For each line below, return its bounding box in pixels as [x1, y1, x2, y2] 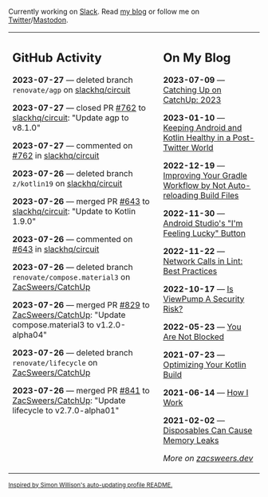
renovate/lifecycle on [12, 357, 98, 368]
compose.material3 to [12, 319, 94, 330]
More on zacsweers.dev [163, 452, 254, 464]
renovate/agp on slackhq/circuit [12, 84, 131, 95]
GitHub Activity [12, 49, 102, 65]
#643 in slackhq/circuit [12, 243, 100, 254]
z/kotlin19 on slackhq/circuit [12, 178, 123, 189]
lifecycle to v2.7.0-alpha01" [12, 405, 120, 416]
